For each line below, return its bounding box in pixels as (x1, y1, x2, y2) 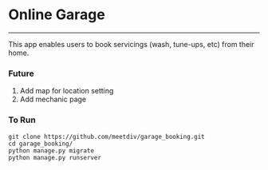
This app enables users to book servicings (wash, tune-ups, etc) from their (8, 39, 254, 49)
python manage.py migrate (8, 146, 94, 155)
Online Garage (8, 6, 105, 24)
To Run (8, 114, 36, 125)
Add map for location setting (19, 86, 114, 96)
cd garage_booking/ (8, 140, 73, 148)
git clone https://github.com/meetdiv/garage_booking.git (8, 132, 205, 140)
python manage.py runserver (8, 153, 102, 161)
